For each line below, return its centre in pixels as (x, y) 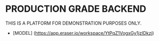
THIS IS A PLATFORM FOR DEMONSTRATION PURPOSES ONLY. (74, 23)
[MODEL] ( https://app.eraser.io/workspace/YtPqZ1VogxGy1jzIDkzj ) (83, 33)
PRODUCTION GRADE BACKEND (76, 9)
